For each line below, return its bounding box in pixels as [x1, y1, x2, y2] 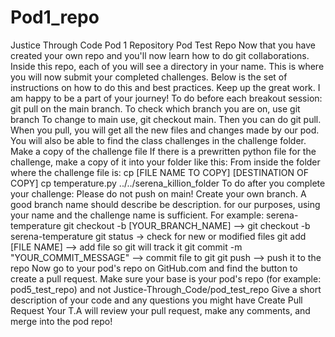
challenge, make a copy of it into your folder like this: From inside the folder [10, 156, 321, 168]
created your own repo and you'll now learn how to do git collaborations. [10, 49, 310, 61]
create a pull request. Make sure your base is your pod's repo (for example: [10, 272, 322, 285]
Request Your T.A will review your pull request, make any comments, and [10, 304, 311, 316]
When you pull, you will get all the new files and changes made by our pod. [10, 124, 320, 136]
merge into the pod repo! [10, 315, 113, 327]
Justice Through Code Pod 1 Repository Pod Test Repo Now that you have [10, 39, 316, 51]
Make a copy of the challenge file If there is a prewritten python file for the [10, 145, 317, 157]
